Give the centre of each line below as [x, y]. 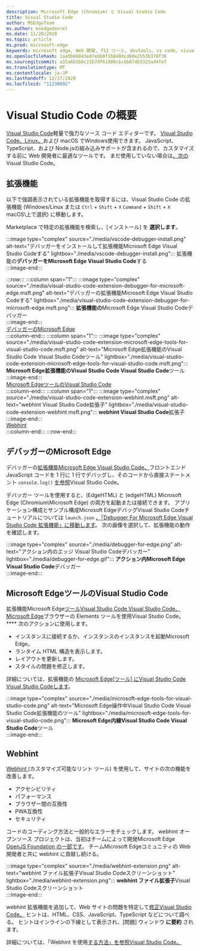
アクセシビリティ [36, 789]
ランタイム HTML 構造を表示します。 [60, 651]
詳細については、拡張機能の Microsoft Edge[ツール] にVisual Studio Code [96, 679]
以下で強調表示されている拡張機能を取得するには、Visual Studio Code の [96, 199]
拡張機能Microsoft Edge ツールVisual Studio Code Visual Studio [84, 609]
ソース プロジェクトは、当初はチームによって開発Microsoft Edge [96, 839]
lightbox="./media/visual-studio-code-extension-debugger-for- [112, 300]
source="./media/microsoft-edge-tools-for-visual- [130, 699]
